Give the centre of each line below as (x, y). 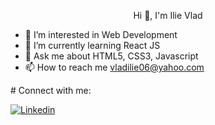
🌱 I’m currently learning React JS (92, 45)
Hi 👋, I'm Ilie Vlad (168, 15)
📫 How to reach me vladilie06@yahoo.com (114, 67)
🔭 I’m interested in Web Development (101, 34)
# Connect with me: (51, 90)
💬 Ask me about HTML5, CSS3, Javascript (111, 56)
